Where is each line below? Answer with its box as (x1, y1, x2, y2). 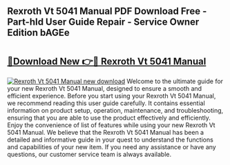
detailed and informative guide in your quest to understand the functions (7, 135, 214, 144)
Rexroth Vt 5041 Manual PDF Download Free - (7, 5, 207, 17)
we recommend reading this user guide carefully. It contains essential (7, 99, 205, 107)
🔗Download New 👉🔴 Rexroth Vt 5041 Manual (7, 55, 207, 67)
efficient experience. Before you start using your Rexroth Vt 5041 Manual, (7, 92, 216, 100)
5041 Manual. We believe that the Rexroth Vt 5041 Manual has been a (7, 129, 204, 136)
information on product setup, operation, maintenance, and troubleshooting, (7, 107, 224, 114)
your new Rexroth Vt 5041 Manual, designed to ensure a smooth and (7, 85, 202, 92)
